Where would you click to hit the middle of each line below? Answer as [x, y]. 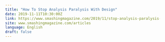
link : [11, 18]
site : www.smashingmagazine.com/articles [48, 23]
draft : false [18, 32]
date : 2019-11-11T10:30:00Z [34, 14]
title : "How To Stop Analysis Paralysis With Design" [61, 9]
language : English [24, 28]
